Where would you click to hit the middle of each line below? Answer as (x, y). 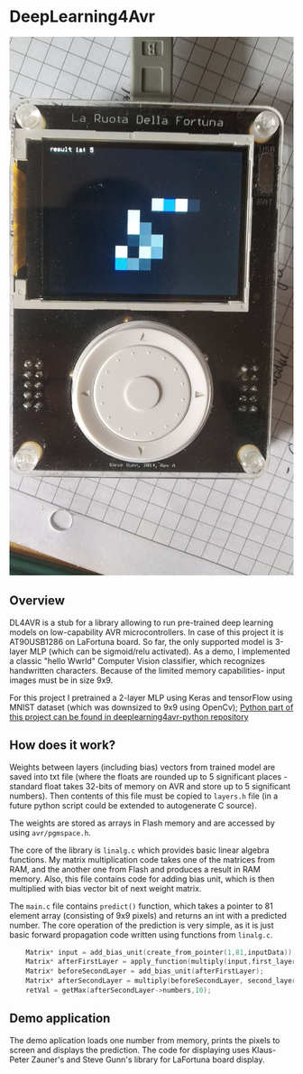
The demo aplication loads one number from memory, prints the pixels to (145, 1040)
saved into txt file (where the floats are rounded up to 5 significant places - (148, 776)
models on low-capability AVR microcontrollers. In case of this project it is (147, 632)
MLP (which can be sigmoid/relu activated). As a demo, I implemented (160, 651)
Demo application (60, 1018)
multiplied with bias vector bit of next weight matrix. (106, 888)
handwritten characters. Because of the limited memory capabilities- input (147, 670)
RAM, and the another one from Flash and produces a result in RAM (135, 869)
